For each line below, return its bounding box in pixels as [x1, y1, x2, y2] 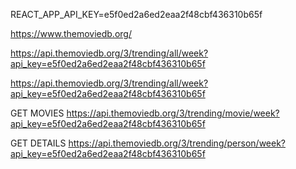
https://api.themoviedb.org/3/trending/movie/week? [66, 107, 280, 119]
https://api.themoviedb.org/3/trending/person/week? [68, 137, 287, 149]
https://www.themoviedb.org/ [10, 28, 132, 39]
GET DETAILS [10, 137, 67, 149]
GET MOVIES [10, 107, 65, 119]
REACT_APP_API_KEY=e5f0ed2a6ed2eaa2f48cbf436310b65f [10, 9, 263, 20]
